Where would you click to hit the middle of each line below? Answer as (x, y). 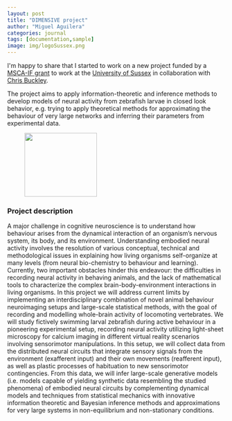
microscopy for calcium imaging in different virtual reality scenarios (103, 336)
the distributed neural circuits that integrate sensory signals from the (105, 352)
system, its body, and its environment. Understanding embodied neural (108, 241)
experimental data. (34, 123)
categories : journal (37, 33)
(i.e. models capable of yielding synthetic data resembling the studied (107, 381)
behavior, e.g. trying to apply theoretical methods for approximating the (109, 109)
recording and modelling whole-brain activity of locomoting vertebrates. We (115, 315)
